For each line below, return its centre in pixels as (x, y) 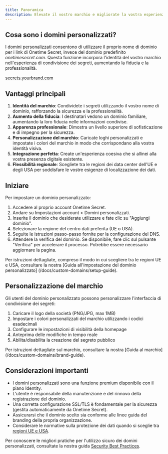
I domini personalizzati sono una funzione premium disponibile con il (83, 383)
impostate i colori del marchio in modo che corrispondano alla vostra (83, 143)
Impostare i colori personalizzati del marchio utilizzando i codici (78, 319)
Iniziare (17, 185)
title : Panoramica (24, 10)
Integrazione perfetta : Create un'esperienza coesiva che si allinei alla (84, 154)
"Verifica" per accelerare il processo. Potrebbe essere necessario (80, 244)
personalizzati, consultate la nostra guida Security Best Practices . (73, 446)
